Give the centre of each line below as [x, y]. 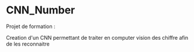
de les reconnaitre [28, 44]
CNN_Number [41, 10]
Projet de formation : [31, 26]
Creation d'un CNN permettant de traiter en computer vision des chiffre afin [97, 37]
